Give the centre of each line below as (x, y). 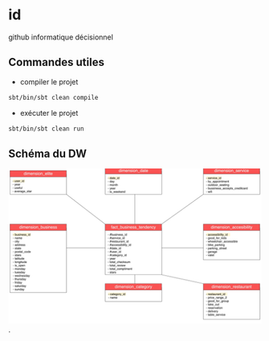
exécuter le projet (49, 113)
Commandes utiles (56, 62)
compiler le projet (49, 81)
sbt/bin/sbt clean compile (53, 97)
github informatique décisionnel (61, 37)
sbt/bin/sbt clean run (46, 129)
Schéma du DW (47, 153)
